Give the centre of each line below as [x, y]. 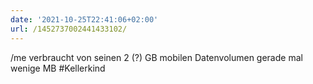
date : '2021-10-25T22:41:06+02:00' [84, 19]
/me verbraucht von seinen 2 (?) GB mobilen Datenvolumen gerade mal [156, 57]
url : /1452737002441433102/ [69, 29]
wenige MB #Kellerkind [58, 68]
